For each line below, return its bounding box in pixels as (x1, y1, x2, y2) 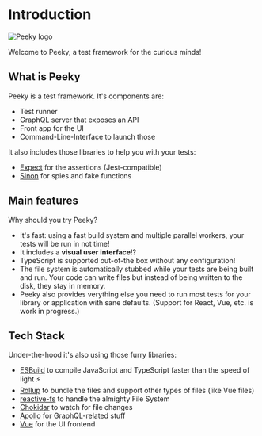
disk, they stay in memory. (19, 281, 106, 290)
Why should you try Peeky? (8, 215, 97, 224)
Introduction (8, 6, 92, 24)
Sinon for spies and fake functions (19, 170, 132, 180)
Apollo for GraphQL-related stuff (19, 411, 126, 421)
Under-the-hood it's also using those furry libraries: (8, 350, 177, 360)
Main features (8, 194, 79, 208)
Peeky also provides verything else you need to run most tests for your (19, 289, 251, 299)
